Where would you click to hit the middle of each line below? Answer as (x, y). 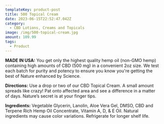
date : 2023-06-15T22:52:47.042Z (38, 19)
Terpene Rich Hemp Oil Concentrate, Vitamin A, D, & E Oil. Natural (72, 111)
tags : (11, 42)
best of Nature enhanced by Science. (43, 76)
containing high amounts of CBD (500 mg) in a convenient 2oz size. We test (82, 65)
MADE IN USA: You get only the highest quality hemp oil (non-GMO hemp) (81, 60)
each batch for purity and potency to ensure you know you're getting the (79, 71)
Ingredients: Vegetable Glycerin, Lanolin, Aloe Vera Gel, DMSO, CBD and (79, 105)
